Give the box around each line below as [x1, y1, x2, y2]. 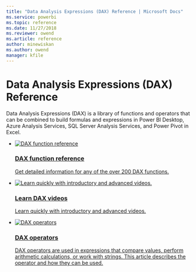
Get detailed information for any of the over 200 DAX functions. [14, 168, 169, 175]
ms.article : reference [6, 36, 62, 42]
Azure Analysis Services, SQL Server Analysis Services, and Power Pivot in [6, 122, 189, 130]
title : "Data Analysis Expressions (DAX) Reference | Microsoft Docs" [6, 8, 184, 15]
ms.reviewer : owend [6, 31, 54, 37]
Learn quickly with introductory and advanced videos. [14, 207, 146, 215]
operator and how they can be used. [14, 260, 103, 267]
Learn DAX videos [14, 194, 68, 202]
